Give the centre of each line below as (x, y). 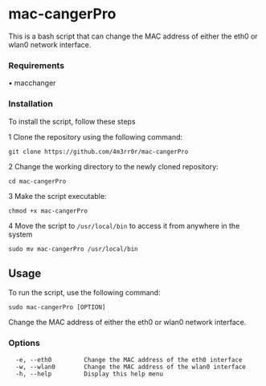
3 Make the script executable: (57, 196)
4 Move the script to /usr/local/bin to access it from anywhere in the (124, 226)
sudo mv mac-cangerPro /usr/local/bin (73, 249)
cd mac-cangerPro (37, 181)
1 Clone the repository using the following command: (96, 136)
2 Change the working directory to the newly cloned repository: (113, 166)
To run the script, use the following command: (84, 293)
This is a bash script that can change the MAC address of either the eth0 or (133, 36)
